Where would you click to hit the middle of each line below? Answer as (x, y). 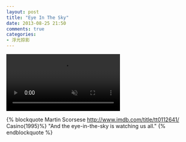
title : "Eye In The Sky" (38, 18)
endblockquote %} (30, 132)
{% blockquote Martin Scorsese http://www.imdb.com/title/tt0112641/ (93, 120)
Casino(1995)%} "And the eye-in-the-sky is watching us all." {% (86, 126)
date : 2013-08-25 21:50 (36, 23)
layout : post (23, 12)
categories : (21, 35)
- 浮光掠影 (18, 40)
